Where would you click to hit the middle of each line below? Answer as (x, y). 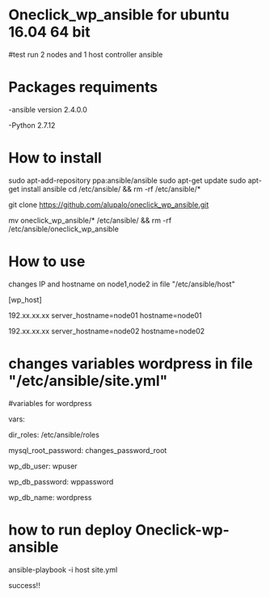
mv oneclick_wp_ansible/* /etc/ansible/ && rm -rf (90, 220)
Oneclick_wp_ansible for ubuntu (119, 15)
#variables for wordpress (50, 403)
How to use (47, 261)
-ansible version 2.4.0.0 (48, 109)
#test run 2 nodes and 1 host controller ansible (86, 54)
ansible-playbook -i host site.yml (63, 569)
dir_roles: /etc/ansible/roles (54, 434)
